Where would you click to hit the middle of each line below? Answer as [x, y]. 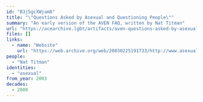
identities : [21, 67]
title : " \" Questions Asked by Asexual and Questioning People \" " [90, 17]
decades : [17, 85]
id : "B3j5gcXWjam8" [31, 12]
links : [14, 40]
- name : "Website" [35, 46]
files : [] [19, 34]
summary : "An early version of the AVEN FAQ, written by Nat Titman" [96, 23]
